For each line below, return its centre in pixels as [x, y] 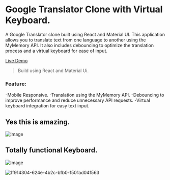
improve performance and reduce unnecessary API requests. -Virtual [78, 100]
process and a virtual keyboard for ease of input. [56, 51]
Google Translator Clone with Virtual [84, 9]
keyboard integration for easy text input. [47, 106]
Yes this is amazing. [38, 122]
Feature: [16, 84]
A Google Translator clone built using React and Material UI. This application [85, 34]
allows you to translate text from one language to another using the [76, 40]
